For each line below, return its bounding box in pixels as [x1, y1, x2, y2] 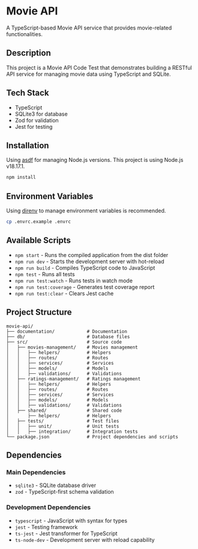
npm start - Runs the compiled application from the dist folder [14, 251, 169, 258]
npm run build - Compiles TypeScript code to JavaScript [14, 264, 155, 271]
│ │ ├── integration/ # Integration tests [6, 429, 138, 435]
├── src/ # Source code [6, 339, 122, 345]
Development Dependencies [6, 503, 91, 512]
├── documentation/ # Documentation [6, 328, 128, 335]
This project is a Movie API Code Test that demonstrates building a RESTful [6, 64, 192, 71]
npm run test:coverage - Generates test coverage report [14, 283, 155, 290]
